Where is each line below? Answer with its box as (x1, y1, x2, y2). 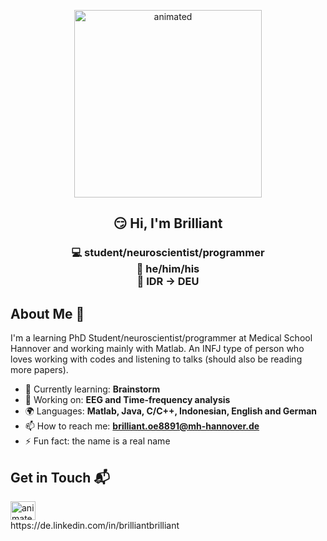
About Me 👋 (10, 305, 85, 322)
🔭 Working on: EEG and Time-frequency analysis (24, 394, 231, 406)
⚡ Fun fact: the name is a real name (24, 435, 171, 447)
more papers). (10, 364, 69, 376)
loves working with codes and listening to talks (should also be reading (10, 353, 303, 365)
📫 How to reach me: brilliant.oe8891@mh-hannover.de (24, 420, 260, 432)
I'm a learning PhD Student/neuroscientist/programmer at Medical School (10, 332, 313, 344)
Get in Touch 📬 (10, 469, 110, 486)
